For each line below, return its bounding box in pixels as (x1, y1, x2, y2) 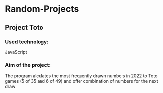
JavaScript (5, 49, 27, 55)
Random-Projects (5, 3, 79, 15)
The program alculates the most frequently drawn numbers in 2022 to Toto (5, 73, 158, 79)
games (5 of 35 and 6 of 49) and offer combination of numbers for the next (5, 78, 158, 84)
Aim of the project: (5, 61, 51, 68)
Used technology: (5, 38, 49, 45)
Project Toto (5, 23, 43, 32)
